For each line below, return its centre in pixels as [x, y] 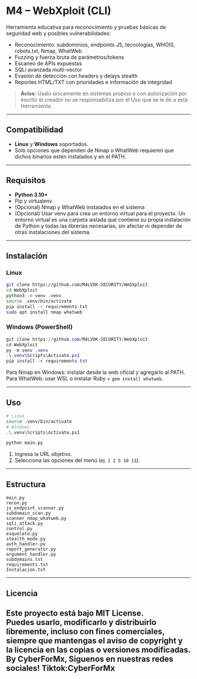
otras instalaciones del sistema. [52, 232]
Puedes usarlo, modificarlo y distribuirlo [81, 622]
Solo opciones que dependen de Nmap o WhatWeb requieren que [94, 150]
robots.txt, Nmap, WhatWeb [48, 50]
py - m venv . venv [27, 350]
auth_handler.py [26, 544]
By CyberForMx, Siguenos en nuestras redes [90, 659]
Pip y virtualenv [33, 201]
